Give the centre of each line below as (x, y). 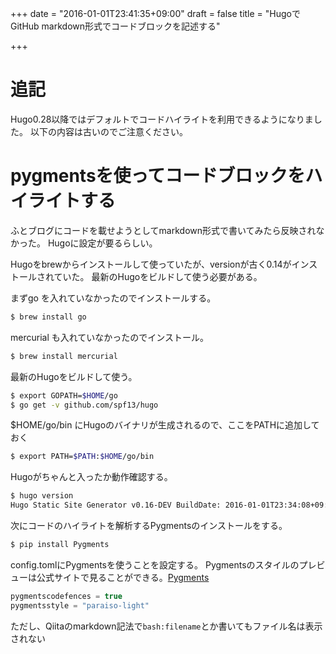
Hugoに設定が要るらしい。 (102, 243)
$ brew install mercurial (64, 356)
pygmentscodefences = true (66, 596)
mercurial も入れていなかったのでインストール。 (110, 337)
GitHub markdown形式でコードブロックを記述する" (115, 26)
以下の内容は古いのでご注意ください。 (108, 131)
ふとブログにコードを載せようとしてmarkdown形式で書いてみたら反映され (163, 230)
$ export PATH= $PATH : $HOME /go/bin (82, 457)
